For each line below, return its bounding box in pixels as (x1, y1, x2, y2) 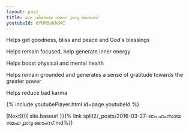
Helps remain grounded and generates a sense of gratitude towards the (6, 71, 184, 79)
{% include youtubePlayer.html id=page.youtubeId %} (6, 101, 140, 108)
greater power (6, 77, 41, 85)
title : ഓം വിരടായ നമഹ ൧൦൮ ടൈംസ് (6, 14, 99, 20)
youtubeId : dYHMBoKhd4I (6, 20, 66, 26)
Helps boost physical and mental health (6, 59, 104, 67)
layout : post (6, 8, 39, 15)
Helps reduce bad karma (6, 89, 68, 97)
